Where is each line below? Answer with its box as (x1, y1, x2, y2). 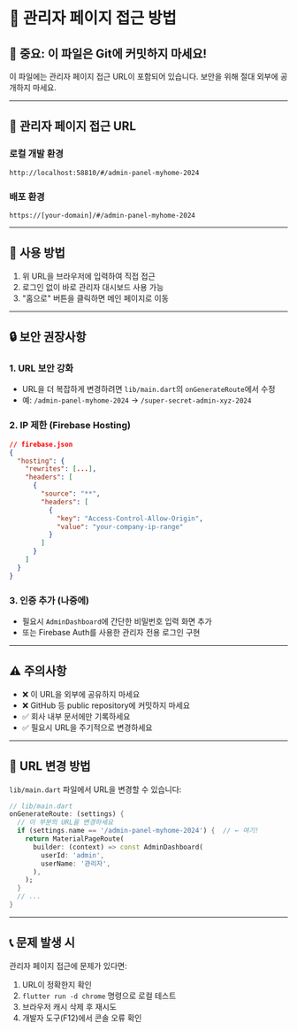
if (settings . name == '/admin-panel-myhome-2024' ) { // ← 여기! (17, 827, 259, 835)
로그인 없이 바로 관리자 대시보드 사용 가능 (21, 281, 164, 292)
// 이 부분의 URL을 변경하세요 (17, 818, 114, 827)
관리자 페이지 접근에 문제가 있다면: (9, 960, 127, 971)
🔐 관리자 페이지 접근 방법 (9, 8, 177, 28)
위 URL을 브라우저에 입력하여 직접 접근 (21, 271, 156, 281)
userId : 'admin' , (41, 850, 104, 859)
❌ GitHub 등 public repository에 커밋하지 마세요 (21, 700, 191, 711)
